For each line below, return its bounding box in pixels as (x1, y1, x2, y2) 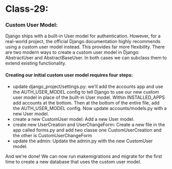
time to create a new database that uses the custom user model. (5, 158, 142, 164)
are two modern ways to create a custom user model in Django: (5, 49, 140, 55)
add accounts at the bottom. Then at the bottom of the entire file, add (12, 99, 160, 105)
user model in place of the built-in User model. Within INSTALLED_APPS (12, 94, 165, 100)
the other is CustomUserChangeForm (12, 132, 92, 138)
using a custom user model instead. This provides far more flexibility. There (5, 44, 165, 50)
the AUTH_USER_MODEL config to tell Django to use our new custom (12, 89, 159, 95)
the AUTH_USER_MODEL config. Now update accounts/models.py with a (12, 105, 167, 111)
